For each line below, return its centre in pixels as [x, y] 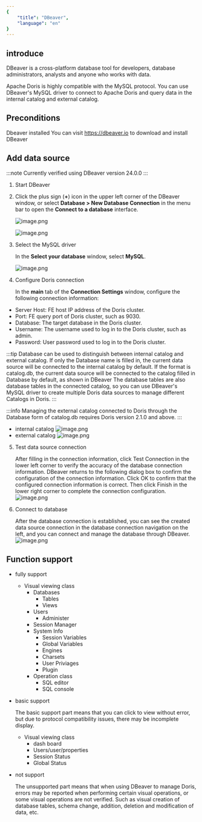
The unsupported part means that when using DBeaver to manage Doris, [106, 786]
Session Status [52, 756]
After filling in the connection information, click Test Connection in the [102, 459]
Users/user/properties [61, 750]
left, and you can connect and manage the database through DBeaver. [103, 534]
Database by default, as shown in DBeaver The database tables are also [96, 379]
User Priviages [60, 663]
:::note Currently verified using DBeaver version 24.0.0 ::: [77, 173]
